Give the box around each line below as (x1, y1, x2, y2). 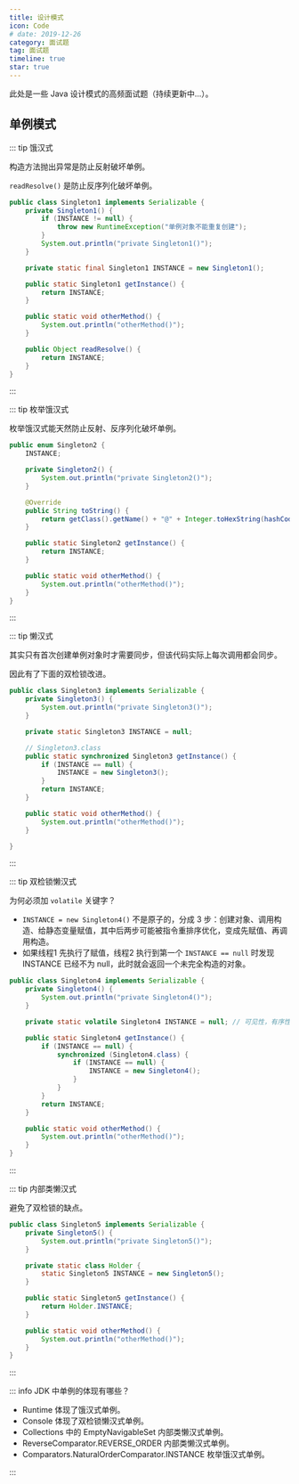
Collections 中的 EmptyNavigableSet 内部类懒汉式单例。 (21, 1427, 229, 1438)
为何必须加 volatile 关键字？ (9, 895, 117, 906)
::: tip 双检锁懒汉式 (9, 877, 77, 887)
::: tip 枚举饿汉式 (9, 404, 69, 415)
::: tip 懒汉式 (9, 631, 53, 641)
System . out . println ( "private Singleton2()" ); (41, 474, 214, 483)
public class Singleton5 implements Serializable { (9, 1220, 205, 1229)
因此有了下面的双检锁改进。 (9, 669, 111, 680)
